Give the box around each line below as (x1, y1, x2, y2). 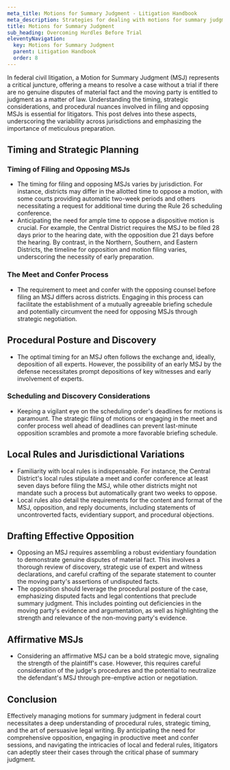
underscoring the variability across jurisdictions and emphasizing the (7, 117, 202, 125)
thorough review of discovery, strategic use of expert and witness (16, 563, 203, 572)
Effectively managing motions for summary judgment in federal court (7, 712, 201, 720)
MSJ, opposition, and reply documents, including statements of (16, 503, 196, 511)
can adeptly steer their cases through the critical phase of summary (7, 748, 199, 756)
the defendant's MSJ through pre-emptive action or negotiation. (16, 673, 199, 682)
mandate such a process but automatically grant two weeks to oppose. (16, 489, 218, 497)
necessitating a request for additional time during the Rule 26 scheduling (16, 202, 222, 210)
